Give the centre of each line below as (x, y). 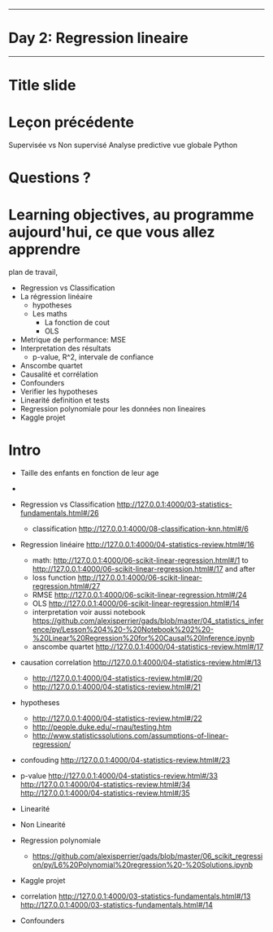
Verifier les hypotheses (59, 392)
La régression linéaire (56, 297)
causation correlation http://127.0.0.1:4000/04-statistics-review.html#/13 (141, 663)
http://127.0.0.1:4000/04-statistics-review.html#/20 (117, 678)
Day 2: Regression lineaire (98, 38)
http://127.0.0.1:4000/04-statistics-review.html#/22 (117, 719)
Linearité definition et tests (65, 400)
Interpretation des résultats (65, 348)
